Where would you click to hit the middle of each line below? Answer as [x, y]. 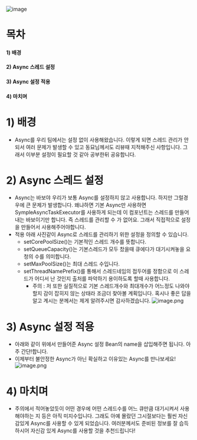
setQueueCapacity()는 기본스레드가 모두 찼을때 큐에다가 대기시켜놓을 [104, 249]
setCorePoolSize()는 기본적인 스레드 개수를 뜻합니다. [85, 242]
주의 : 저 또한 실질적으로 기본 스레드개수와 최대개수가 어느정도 [103, 286]
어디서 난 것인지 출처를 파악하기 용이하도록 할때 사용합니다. [102, 279]
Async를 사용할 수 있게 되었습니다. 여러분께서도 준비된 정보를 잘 [104, 424]
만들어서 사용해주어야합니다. [54, 227]
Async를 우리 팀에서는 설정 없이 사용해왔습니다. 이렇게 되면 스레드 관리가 [98, 140]
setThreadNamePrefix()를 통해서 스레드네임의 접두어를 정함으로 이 [101, 272]
